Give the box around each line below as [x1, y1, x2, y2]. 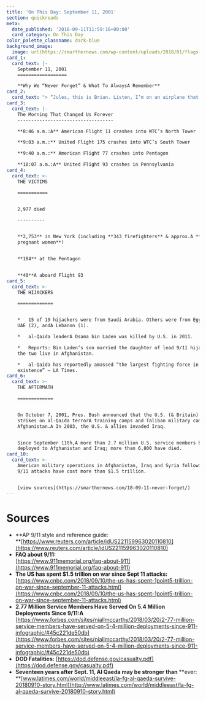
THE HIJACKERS [17, 289, 53, 295]
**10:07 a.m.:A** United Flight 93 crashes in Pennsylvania [17, 161, 174, 168]
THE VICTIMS [17, 179, 48, 185]
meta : [6, 20, 20, 26]
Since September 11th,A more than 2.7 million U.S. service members [17, 440, 196, 446]
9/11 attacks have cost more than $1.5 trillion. [17, 468, 147, 474]
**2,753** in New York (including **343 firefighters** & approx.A [17, 234, 193, 240]
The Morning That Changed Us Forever [17, 111, 114, 117]
